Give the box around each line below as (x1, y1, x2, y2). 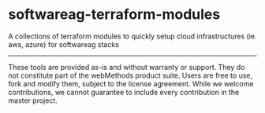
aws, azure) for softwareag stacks (8, 39, 120, 49)
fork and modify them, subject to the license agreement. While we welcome (8, 78, 254, 88)
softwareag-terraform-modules (8, 5, 221, 24)
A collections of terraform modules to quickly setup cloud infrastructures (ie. (8, 31, 257, 41)
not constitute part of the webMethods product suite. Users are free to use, (8, 71, 253, 80)
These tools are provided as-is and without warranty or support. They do (8, 62, 245, 71)
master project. (8, 96, 58, 105)
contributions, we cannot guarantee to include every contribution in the (8, 87, 240, 97)
